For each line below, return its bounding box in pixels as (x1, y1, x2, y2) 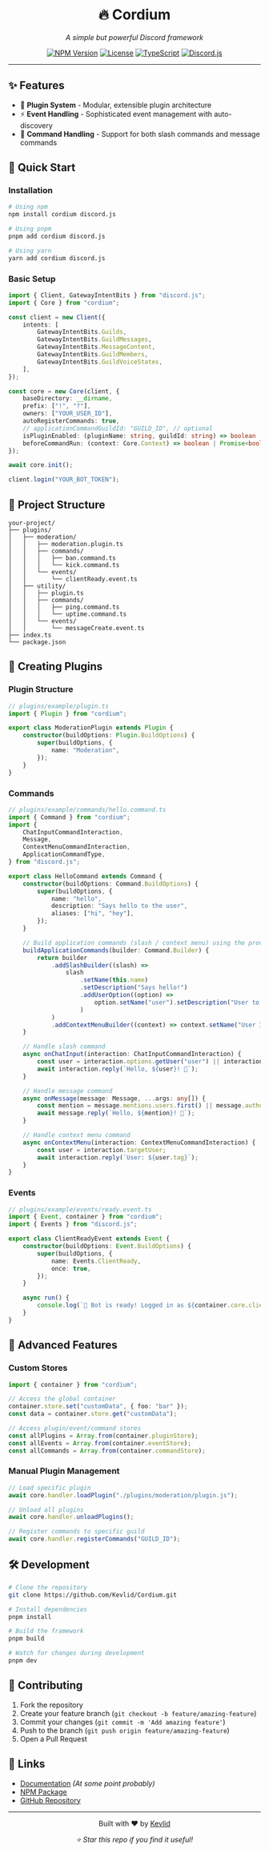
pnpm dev (8, 1657, 38, 1665)
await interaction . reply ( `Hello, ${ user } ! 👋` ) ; (37, 1065, 199, 1073)
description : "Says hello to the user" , (50, 902, 188, 910)
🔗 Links (8, 1758, 46, 1771)
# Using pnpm (8, 225, 52, 233)
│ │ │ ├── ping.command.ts (8, 603, 120, 612)
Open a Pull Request (19, 1733, 88, 1743)
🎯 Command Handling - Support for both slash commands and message (19, 129, 260, 139)
